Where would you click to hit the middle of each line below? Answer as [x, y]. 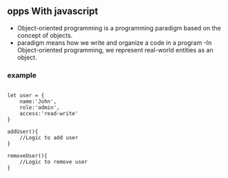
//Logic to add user [49, 138]
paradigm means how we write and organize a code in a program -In [114, 42]
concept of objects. [45, 35]
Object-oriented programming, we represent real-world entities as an [115, 50]
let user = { [26, 96]
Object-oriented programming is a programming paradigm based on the [119, 28]
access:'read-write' [49, 114]
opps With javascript [53, 11]
